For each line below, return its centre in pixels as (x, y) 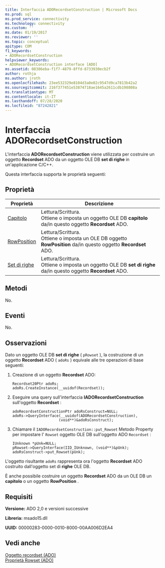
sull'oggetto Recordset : (37, 403)
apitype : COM (18, 46)
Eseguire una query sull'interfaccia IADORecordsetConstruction (78, 397)
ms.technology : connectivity (35, 23)
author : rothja (21, 74)
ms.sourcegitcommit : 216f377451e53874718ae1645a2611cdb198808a (71, 87)
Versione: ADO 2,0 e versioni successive (47, 508)
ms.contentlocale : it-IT (30, 96)
